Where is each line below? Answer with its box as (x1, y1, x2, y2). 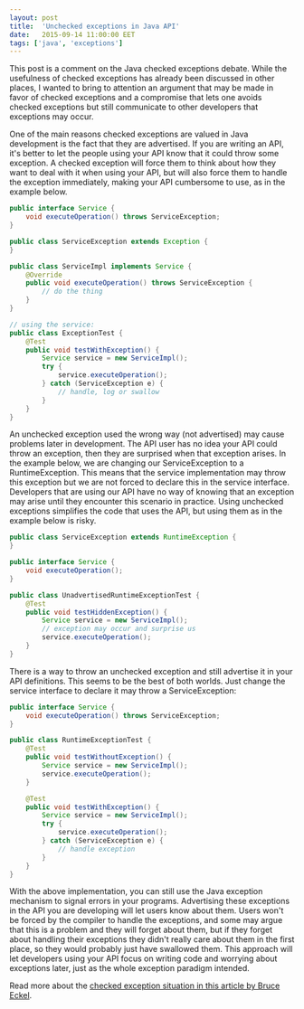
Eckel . (9, 990, 33, 1001)
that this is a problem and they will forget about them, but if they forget (9, 924, 273, 936)
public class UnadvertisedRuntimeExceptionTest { (9, 590, 201, 599)
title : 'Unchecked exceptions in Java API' (9, 22, 180, 31)
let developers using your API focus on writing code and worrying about (9, 953, 278, 964)
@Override (25, 270, 63, 279)
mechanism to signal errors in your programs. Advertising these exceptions (9, 896, 290, 907)
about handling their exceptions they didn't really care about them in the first (9, 934, 295, 945)
